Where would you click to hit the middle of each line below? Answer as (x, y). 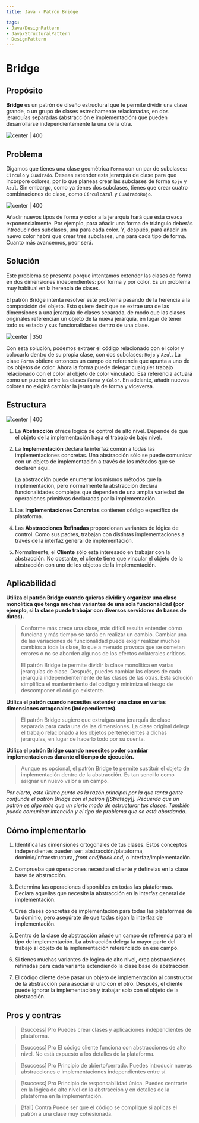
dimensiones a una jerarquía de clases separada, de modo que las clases (96, 312)
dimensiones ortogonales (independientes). (62, 709)
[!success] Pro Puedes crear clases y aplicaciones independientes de (106, 1030)
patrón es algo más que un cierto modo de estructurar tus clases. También (98, 805)
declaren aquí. (32, 468)
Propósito (25, 90)
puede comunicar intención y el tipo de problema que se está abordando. (97, 812)
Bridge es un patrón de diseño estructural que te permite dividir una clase (97, 105)
